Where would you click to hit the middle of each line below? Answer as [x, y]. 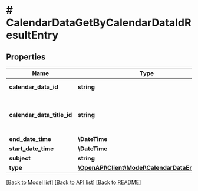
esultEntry [32, 35]
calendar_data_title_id [41, 115]
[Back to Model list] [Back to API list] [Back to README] [74, 182]
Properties [26, 57]
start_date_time [32, 149]
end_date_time [30, 139]
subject [20, 158]
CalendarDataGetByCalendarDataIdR [99, 23]
